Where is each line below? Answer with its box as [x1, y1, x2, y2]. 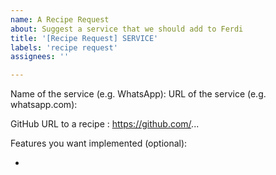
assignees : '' [10, 52, 70, 62]
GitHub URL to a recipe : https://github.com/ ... [10, 118, 200, 130]
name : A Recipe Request [10, 14, 110, 25]
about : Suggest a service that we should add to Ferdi [10, 24, 244, 34]
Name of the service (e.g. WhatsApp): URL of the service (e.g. [10, 88, 267, 100]
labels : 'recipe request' [10, 42, 118, 53]
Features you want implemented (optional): [10, 137, 188, 150]
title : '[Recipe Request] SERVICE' [10, 33, 159, 43]
